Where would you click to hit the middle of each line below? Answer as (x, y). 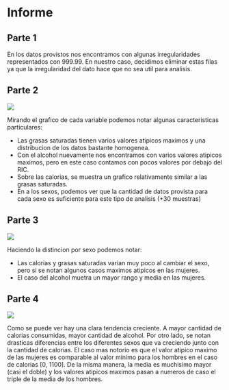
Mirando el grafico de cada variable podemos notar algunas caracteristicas (113, 120)
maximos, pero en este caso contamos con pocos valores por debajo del (120, 162)
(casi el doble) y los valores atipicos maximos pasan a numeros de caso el (112, 372)
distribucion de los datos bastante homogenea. (83, 147)
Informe (30, 13)
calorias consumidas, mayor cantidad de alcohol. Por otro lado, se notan (109, 336)
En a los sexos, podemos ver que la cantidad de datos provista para (112, 191)
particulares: (25, 127)
